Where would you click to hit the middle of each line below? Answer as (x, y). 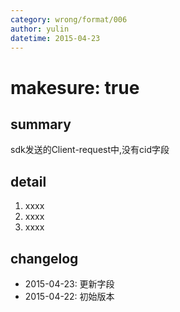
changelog (44, 258)
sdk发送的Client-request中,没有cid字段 (90, 150)
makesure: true (75, 87)
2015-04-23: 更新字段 (69, 284)
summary (41, 124)
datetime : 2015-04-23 (55, 38)
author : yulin (40, 29)
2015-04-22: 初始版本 (69, 296)
